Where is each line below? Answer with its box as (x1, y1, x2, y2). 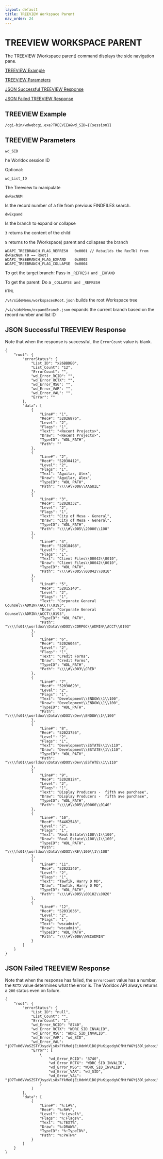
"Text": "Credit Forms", (39, 654, 90, 659)
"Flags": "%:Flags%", (39, 1116, 83, 1121)
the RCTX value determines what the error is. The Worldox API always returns (5, 982, 158, 988)
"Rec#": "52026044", (39, 641, 81, 646)
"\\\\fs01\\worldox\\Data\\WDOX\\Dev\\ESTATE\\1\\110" (5, 760, 118, 765)
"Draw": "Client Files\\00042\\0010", (39, 560, 118, 565)
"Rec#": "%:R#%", (39, 1107, 75, 1112)
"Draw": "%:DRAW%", (39, 1124, 79, 1129)
